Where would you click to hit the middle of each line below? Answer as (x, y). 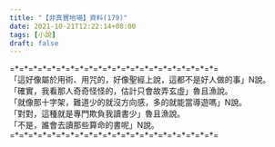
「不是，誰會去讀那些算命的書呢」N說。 (84, 125)
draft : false (34, 43)
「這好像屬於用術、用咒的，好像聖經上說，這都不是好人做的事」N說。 (140, 80)
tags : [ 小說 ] (33, 34)
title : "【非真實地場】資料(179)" (69, 18)
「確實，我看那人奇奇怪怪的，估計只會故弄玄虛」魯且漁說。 (121, 91)
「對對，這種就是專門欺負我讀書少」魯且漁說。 (97, 113)
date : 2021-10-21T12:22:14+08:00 (73, 26)
